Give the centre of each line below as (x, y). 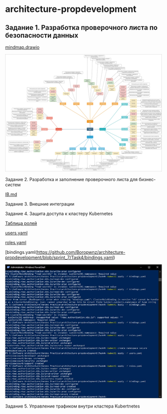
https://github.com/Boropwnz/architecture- (81, 252)
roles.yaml (16, 243)
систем (13, 185)
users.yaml (16, 233)
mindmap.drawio (22, 47)
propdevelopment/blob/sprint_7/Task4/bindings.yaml (59, 258)
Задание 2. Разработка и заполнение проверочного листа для (71, 180)
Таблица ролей (21, 223)
